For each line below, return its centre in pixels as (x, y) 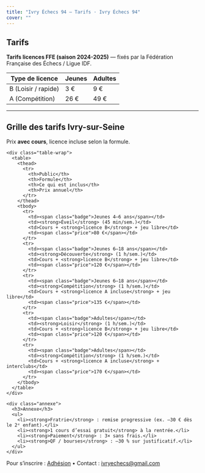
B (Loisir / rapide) (34, 89)
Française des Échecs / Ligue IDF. (49, 63)
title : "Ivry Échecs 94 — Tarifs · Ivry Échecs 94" (73, 12)
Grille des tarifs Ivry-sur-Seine (66, 127)
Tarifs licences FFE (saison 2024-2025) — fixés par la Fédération (90, 57)
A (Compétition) (32, 99)
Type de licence (34, 79)
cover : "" (19, 18)
